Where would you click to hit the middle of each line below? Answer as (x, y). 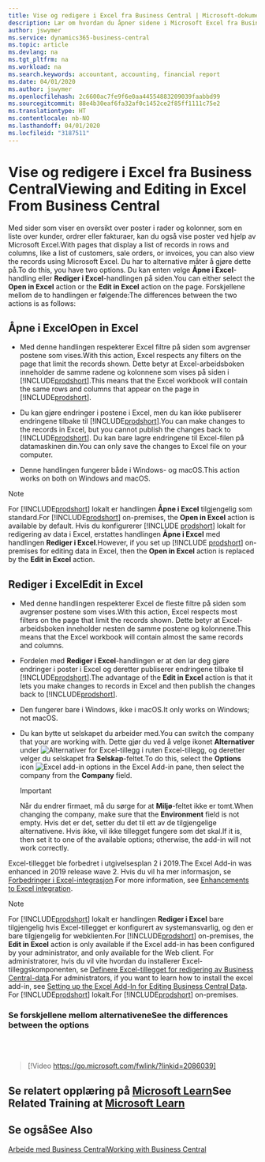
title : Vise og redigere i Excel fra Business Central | (104, 15)
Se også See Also (50, 1130)
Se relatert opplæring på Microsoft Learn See (120, 1090)
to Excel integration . (41, 888)
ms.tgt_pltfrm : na (38, 60)
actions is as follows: (42, 303)
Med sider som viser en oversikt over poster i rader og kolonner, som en (125, 228)
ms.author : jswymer (40, 89)
